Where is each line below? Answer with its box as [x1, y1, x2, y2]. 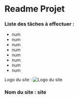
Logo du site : [4, 77, 32, 83]
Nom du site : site [4, 89, 47, 96]
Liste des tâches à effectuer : [4, 21, 75, 28]
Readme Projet [4, 3, 65, 14]
